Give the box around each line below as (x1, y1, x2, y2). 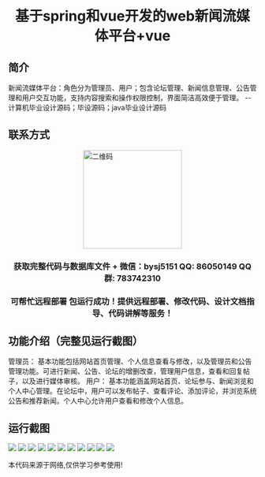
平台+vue (108, 27, 171, 45)
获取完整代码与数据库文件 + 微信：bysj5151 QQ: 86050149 (13, 261, 237, 272)
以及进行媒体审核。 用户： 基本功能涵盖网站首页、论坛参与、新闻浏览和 (21, 376, 254, 386)
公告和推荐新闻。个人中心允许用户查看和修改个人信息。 (8, 396, 188, 406)
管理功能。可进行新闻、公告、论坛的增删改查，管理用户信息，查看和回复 (8, 367, 243, 376)
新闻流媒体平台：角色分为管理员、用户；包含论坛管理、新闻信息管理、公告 (8, 84, 250, 92)
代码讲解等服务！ (107, 307, 174, 319)
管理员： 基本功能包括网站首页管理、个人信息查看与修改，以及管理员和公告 (8, 356, 252, 367)
